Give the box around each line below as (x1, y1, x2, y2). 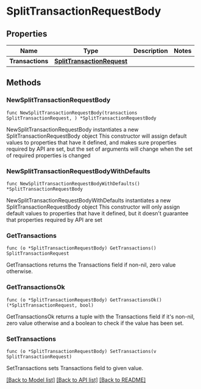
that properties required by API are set (6, 216, 102, 223)
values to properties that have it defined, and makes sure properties (6, 138, 177, 146)
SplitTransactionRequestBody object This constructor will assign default (6, 132, 187, 140)
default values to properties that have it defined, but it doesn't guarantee (6, 209, 189, 217)
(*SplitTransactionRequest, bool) (6, 302, 94, 309)
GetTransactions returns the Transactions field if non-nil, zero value (6, 261, 176, 269)
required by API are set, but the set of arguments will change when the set (6, 145, 193, 152)
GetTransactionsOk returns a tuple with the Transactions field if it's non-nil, (6, 313, 195, 320)
